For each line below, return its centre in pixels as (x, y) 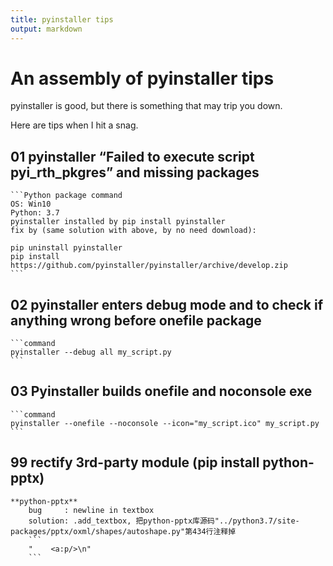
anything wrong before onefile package (136, 320)
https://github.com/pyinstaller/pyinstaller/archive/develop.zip (149, 266)
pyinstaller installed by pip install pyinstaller (118, 222)
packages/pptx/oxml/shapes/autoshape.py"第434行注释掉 (123, 531)
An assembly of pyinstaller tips (142, 78)
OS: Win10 (31, 204)
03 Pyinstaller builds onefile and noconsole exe (161, 391)
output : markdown (46, 29)
